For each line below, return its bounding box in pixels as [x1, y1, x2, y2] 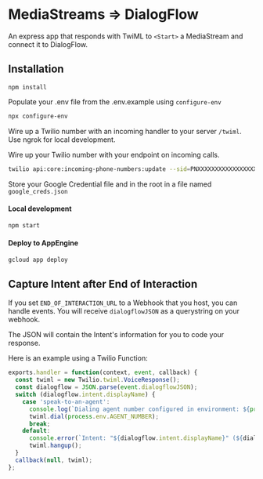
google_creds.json [8, 187, 68, 195]
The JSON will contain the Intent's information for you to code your [8, 330, 225, 339]
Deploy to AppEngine [8, 238, 79, 248]
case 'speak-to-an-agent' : [22, 397, 110, 405]
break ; [28, 419, 51, 428]
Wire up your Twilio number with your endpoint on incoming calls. [8, 150, 221, 159]
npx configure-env [8, 112, 68, 120]
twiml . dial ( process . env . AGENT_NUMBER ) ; [28, 412, 159, 420]
